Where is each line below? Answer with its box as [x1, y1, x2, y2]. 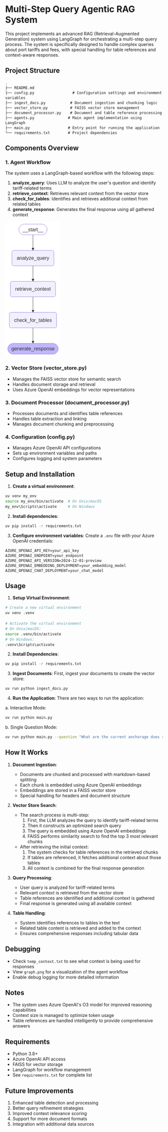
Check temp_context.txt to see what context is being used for [12, 958, 141, 964]
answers [12, 1023, 30, 1029]
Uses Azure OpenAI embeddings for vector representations [12, 386, 135, 392]
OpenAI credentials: [12, 537, 53, 543]
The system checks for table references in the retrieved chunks [27, 849, 158, 855]
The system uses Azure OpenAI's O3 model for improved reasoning [12, 1001, 152, 1008]
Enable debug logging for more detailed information [12, 974, 119, 980]
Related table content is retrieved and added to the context [19, 925, 141, 931]
